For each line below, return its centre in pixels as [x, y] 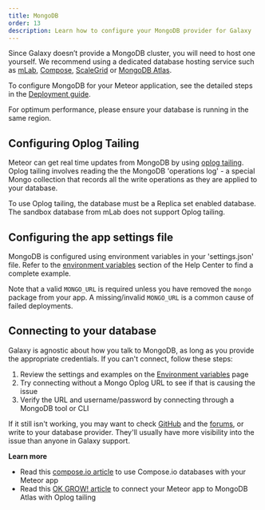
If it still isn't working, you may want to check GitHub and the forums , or [126, 424]
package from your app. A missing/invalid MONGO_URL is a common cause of [131, 297]
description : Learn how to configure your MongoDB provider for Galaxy [130, 30]
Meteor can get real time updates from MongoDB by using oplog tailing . [126, 163]
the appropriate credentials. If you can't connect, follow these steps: [121, 359]
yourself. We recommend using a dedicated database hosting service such [131, 62]
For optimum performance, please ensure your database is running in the [129, 110]
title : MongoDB [34, 16]
